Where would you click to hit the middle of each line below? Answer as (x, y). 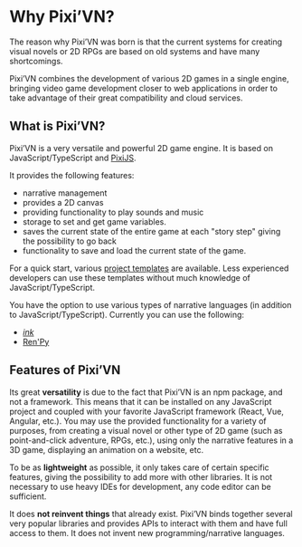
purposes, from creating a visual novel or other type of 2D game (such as (146, 430)
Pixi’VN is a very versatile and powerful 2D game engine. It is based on (142, 148)
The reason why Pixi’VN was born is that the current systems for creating (146, 42)
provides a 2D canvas (63, 202)
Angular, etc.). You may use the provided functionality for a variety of (138, 421)
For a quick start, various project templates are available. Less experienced (149, 268)
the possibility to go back (70, 241)
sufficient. (28, 496)
